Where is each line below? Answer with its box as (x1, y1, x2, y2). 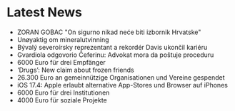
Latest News (6, 4, 83, 21)
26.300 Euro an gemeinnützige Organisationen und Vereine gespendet (16, 73, 226, 82)
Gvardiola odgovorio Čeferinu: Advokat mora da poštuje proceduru (16, 51, 214, 59)
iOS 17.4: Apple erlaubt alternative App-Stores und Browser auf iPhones (16, 80, 228, 89)
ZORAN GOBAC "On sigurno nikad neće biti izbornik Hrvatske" (16, 28, 201, 36)
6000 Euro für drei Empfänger (16, 58, 106, 66)
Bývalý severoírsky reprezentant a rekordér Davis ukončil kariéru (16, 43, 208, 51)
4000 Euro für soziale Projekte (16, 95, 108, 104)
